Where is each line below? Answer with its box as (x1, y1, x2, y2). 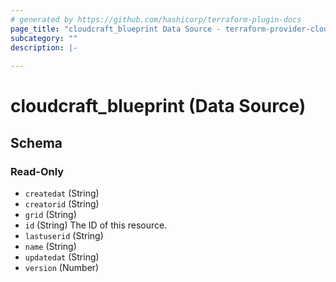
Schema (10, 134, 63, 151)
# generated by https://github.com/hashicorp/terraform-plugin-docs (10, 14, 302, 25)
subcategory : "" (10, 33, 78, 43)
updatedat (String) (24, 251, 100, 263)
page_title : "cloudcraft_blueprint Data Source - (10, 24, 222, 34)
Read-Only (10, 164, 65, 178)
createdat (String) (24, 187, 100, 199)
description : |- (10, 42, 78, 53)
